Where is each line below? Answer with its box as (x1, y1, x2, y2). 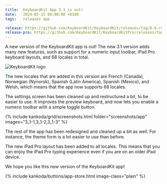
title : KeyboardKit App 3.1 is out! (5, 7, 83, 12)
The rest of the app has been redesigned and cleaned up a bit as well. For (5, 128, 157, 134)
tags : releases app (5, 16, 50, 21)
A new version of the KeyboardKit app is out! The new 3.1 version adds (5, 44, 150, 50)
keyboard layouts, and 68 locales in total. (5, 54, 89, 60)
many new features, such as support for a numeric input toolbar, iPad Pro (5, 49, 155, 55)
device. (5, 154, 20, 160)
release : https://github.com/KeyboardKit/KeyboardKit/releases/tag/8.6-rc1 (5, 25, 166, 30)
